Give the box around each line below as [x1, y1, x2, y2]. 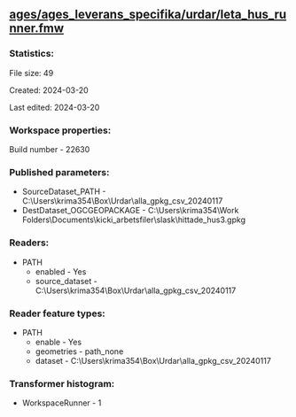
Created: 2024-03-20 [9, 84, 89, 96]
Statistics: [9, 48, 55, 60]
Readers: [9, 236, 50, 249]
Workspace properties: [9, 124, 112, 136]
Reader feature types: [9, 307, 106, 320]
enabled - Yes [35, 266, 87, 277]
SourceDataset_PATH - [21, 186, 106, 197]
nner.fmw [9, 21, 65, 36]
